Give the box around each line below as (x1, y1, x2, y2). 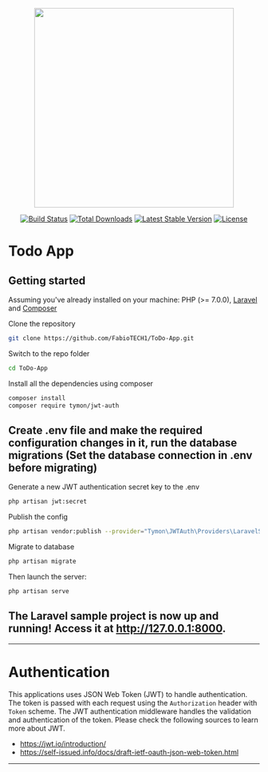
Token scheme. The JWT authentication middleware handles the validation (8, 707, 251, 716)
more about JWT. (8, 723, 65, 733)
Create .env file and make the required (8, 423, 203, 437)
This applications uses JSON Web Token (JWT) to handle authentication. (8, 689, 248, 699)
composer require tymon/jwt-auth (8, 402, 120, 410)
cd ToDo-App (8, 364, 48, 372)
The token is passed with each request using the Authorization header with (8, 698, 258, 707)
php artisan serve (8, 587, 69, 595)
